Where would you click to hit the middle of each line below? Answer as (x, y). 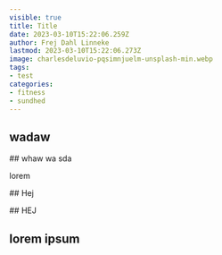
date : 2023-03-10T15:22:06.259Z (69, 34)
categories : (31, 84)
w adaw (30, 136)
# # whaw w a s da (41, 158)
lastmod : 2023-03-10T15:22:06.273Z (75, 51)
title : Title (33, 26)
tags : (19, 68)
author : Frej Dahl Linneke (59, 42)
